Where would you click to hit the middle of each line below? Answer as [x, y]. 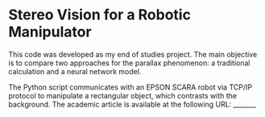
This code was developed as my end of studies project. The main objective [133, 54]
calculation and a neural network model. [75, 71]
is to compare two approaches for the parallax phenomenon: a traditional [130, 63]
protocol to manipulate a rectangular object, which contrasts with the [123, 95]
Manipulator [50, 32]
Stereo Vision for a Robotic [100, 15]
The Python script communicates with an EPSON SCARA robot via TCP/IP [130, 87]
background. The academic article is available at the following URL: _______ [132, 104]
